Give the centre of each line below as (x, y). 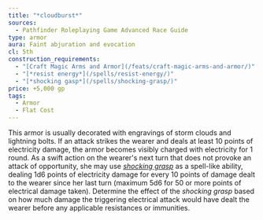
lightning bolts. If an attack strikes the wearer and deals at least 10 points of (131, 141)
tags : (17, 96)
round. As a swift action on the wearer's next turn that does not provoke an (130, 158)
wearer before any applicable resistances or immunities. (99, 208)
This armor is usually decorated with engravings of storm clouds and (120, 133)
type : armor (28, 37)
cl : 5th (21, 52)
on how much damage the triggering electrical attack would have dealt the (129, 200)
